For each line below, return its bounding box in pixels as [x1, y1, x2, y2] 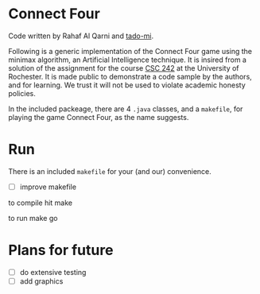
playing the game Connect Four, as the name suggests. [8, 112, 189, 122]
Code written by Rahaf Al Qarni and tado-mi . [8, 31, 154, 41]
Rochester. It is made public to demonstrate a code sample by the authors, [8, 72, 252, 81]
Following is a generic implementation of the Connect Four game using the [8, 46, 253, 56]
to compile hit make [8, 198, 73, 207]
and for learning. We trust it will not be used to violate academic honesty [8, 80, 246, 90]
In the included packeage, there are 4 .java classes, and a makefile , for [8, 104, 243, 114]
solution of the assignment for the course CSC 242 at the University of [8, 63, 240, 72]
